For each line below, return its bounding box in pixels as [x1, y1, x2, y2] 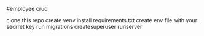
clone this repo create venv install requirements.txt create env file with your [6, 17, 198, 23]
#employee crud [6, 5, 48, 12]
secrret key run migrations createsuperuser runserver [6, 23, 143, 30]
